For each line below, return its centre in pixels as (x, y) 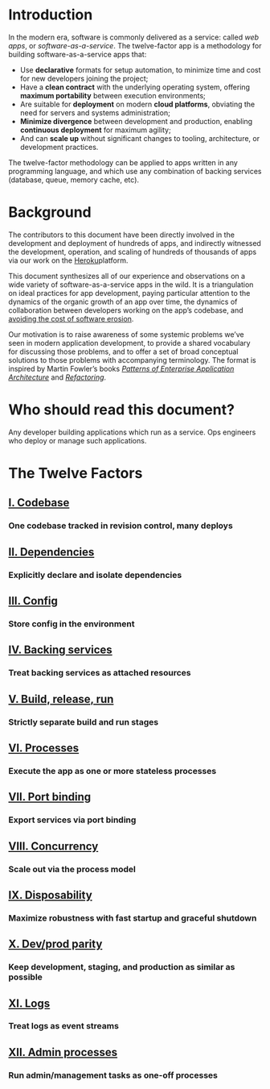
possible (25, 977)
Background (50, 212)
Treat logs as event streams (63, 1026)
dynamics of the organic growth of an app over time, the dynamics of (123, 301)
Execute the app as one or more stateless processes (112, 771)
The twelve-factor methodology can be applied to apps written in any (123, 162)
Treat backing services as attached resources (100, 673)
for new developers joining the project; (84, 78)
